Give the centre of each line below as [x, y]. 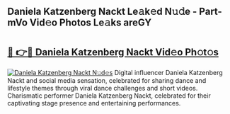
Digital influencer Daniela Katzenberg [168, 73]
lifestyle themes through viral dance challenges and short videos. [103, 88]
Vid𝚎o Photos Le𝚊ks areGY [91, 23]
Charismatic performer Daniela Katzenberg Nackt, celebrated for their [109, 96]
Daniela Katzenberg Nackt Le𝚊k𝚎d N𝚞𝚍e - [102, 12]
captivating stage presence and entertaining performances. [94, 103]
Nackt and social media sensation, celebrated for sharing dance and [107, 80]
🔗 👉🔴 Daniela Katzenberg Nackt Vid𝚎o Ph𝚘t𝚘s [113, 52]
